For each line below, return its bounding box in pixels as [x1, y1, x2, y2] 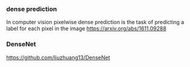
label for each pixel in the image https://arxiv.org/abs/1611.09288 [6, 25, 167, 32]
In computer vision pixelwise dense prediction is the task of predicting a [6, 19, 185, 26]
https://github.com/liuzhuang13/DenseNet [6, 54, 110, 61]
